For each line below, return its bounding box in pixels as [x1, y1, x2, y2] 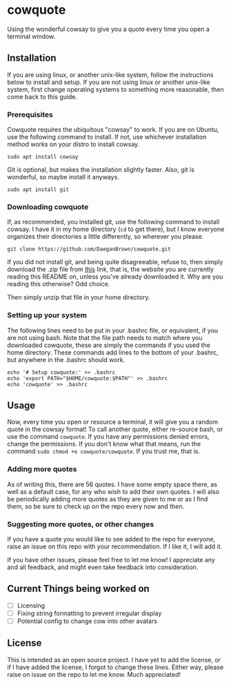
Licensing [17, 601, 46, 609]
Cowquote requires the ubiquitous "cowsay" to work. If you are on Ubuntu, [7, 126, 219, 134]
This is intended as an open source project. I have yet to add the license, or [7, 655, 221, 664]
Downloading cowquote [7, 202, 89, 212]
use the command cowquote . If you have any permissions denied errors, [7, 433, 210, 441]
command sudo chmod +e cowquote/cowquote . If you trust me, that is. [7, 447, 201, 455]
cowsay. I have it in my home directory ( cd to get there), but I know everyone [7, 225, 225, 233]
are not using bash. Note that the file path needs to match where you [7, 333, 203, 341]
